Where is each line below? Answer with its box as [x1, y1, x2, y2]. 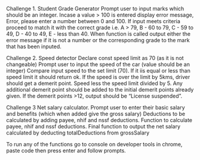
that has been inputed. [6, 43, 61, 50]
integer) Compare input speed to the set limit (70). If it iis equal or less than [6, 67, 191, 74]
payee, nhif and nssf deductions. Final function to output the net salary [6, 123, 181, 130]
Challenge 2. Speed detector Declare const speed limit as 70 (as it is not [6, 55, 184, 61]
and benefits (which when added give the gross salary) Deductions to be [6, 110, 186, 117]
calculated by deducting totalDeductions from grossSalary [6, 129, 150, 136]
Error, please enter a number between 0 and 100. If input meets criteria [6, 18, 181, 24]
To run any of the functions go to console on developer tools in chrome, [6, 141, 183, 148]
